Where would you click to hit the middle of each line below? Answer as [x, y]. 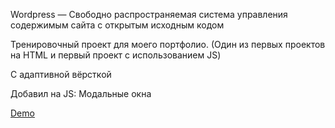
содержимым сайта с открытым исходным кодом [117, 25]
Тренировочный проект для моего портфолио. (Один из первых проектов [168, 44]
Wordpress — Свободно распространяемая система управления [149, 14]
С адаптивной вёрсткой [61, 74]
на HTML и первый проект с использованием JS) [116, 55]
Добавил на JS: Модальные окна [81, 93]
